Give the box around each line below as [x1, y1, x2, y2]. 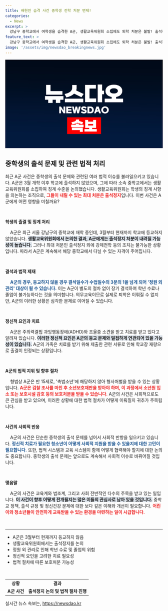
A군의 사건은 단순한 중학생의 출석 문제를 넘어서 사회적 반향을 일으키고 [9, 434, 145, 440]
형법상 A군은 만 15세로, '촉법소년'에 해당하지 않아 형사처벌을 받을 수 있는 [9, 378, 151, 384]
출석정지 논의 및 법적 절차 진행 [28, 588, 87, 594]
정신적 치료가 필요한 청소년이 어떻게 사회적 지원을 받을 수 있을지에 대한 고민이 [11, 440, 160, 447]
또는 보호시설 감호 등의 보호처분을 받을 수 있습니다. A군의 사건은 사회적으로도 [10, 391, 159, 397]
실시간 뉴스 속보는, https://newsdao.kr [5, 600, 81, 606]
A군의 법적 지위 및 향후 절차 [5, 368, 58, 374]
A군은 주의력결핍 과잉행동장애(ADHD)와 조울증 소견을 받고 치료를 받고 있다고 [9, 329, 160, 335]
